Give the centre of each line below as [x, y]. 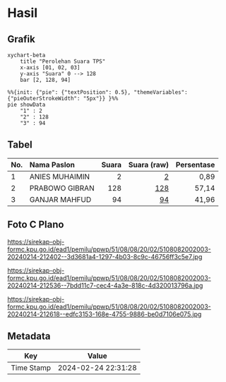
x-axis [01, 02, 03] [50, 68]
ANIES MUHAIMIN [60, 177]
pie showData [26, 105]
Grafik [21, 39]
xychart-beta [26, 55]
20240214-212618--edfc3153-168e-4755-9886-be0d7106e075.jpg [105, 314]
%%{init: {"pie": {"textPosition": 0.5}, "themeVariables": [98, 92]
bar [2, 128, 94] [46, 80]
